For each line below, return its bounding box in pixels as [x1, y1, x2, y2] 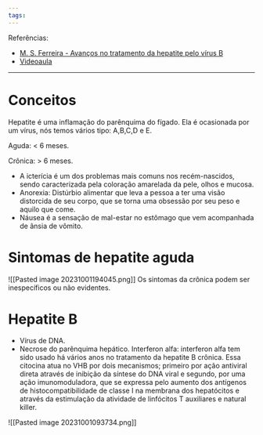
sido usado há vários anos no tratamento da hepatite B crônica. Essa [19, 353, 241, 362]
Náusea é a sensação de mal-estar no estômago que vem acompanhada [19, 212, 254, 222]
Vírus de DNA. [19, 336, 66, 346]
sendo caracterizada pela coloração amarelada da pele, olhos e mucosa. [19, 179, 254, 189]
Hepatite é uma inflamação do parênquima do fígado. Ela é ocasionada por [8, 117, 250, 126]
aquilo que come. [19, 205, 76, 214]
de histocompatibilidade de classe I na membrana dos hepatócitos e [19, 386, 240, 396]
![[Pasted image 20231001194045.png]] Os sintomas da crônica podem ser [8, 274, 250, 284]
